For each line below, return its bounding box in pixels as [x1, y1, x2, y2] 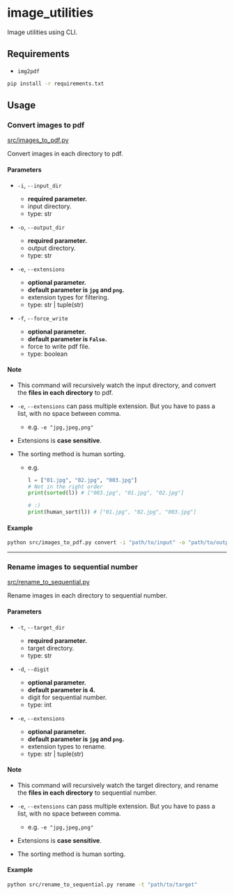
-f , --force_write [17, 313, 68, 322]
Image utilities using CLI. [7, 28, 78, 36]
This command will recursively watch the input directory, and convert [17, 381, 217, 389]
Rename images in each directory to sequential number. [7, 591, 168, 600]
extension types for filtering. [27, 293, 109, 301]
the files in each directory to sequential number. [17, 788, 157, 797]
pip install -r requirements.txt [7, 80, 104, 87]
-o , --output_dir [17, 223, 65, 231]
